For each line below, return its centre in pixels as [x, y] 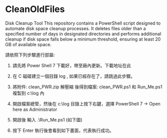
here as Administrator [35, 109]
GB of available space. [28, 44]
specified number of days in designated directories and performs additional [83, 34]
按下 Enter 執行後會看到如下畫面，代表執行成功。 [63, 130]
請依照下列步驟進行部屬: [30, 55]
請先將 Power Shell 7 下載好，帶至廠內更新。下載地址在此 [72, 65]
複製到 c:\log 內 [28, 93]
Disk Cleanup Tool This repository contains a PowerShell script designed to [83, 23]
